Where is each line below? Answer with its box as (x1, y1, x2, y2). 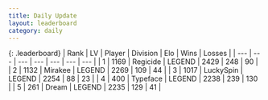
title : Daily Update (8, 11, 78, 20)
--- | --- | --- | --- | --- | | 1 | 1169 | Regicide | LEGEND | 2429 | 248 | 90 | (17, 57, 259, 66)
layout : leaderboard (8, 19, 78, 27)
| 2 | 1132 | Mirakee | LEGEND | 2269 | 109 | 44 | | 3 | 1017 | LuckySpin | (8, 66, 243, 75)
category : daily (8, 26, 63, 34)
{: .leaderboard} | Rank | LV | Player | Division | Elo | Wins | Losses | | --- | (8, 49, 252, 58)
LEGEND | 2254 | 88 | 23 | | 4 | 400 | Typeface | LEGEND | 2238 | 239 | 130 (8, 74, 258, 84)
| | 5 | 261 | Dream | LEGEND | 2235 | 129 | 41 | (8, 82, 162, 92)
